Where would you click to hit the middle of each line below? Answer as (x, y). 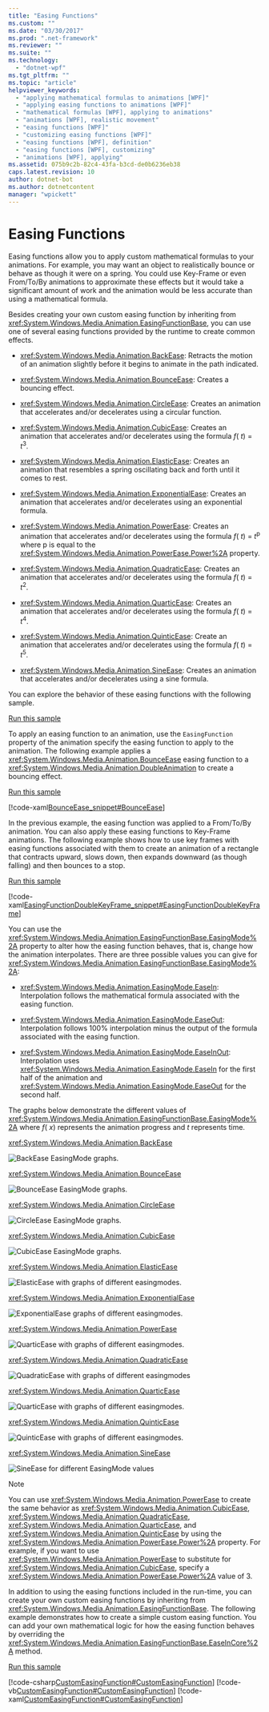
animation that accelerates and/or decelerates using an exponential (131, 502)
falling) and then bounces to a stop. (67, 865)
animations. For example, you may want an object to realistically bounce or (131, 264)
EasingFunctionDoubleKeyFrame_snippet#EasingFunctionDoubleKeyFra (142, 905)
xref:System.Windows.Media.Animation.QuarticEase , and (102, 1525)
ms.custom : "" (32, 23)
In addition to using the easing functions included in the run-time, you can (130, 1591)
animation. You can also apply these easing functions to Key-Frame (119, 831)
